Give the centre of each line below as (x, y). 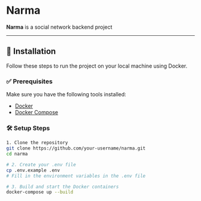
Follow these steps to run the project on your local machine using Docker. (97, 66)
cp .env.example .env (33, 170)
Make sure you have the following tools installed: (66, 95)
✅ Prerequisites (29, 81)
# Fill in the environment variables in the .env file (76, 176)
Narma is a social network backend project (59, 27)
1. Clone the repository (37, 143)
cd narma (17, 154)
